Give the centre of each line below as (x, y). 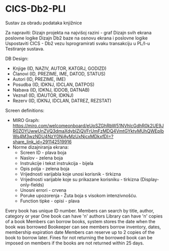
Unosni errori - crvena (43, 190)
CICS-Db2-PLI (36, 9)
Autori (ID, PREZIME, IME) (39, 79)
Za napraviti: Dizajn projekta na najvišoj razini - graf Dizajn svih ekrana (78, 32)
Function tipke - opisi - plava (50, 201)
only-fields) (32, 185)
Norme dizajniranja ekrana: (41, 147)
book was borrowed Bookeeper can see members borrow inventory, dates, (83, 227)
